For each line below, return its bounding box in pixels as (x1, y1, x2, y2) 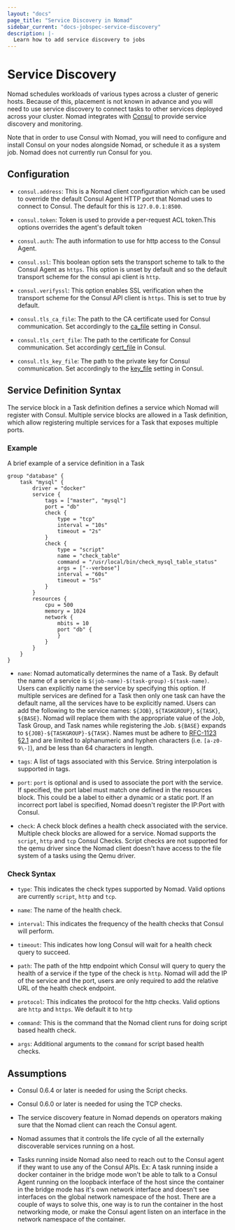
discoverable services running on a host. (17, 1142, 135, 1151)
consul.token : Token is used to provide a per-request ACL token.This (17, 215, 216, 224)
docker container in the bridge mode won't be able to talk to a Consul (17, 1170, 218, 1179)
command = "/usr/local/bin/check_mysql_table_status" (57, 559, 218, 566)
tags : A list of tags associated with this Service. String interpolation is (17, 757, 218, 766)
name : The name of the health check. (17, 906, 122, 914)
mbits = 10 (57, 620, 90, 627)
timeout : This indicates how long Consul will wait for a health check (17, 941, 212, 949)
